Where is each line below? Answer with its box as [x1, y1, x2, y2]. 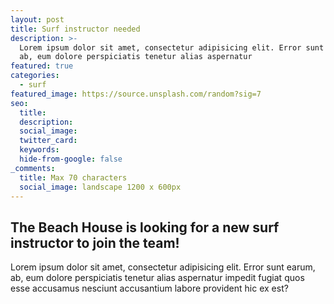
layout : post [10, 14, 65, 25]
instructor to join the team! [10, 234, 180, 251]
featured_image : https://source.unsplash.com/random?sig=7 [10, 89, 262, 99]
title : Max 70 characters [19, 172, 128, 183]
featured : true [10, 61, 74, 71]
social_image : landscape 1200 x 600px [19, 182, 182, 192]
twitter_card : [19, 136, 78, 146]
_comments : [10, 163, 56, 173]
